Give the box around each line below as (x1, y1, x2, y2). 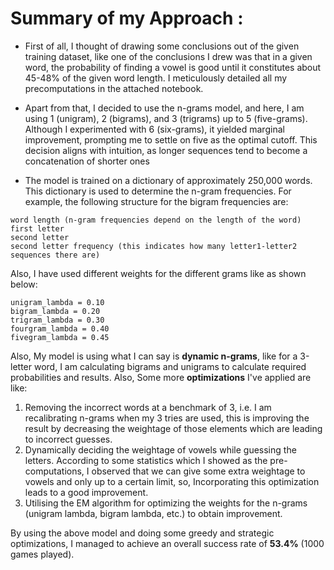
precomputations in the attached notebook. (24, 82, 204, 94)
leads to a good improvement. (24, 486, 149, 498)
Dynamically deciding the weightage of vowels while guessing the (24, 443, 297, 456)
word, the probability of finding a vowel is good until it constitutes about (24, 61, 322, 73)
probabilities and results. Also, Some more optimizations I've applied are (10, 371, 312, 383)
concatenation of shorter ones (24, 155, 150, 167)
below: (10, 278, 38, 290)
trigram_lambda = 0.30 (10, 315, 105, 325)
